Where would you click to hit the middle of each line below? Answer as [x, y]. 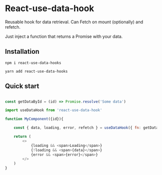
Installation [22, 52]
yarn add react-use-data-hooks [36, 71]
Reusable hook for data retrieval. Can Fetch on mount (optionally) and [74, 22]
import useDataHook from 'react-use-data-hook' [54, 110]
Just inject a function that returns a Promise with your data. [64, 36]
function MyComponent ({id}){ [34, 119]
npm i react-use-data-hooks [33, 63]
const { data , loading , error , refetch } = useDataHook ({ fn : [77, 128]
